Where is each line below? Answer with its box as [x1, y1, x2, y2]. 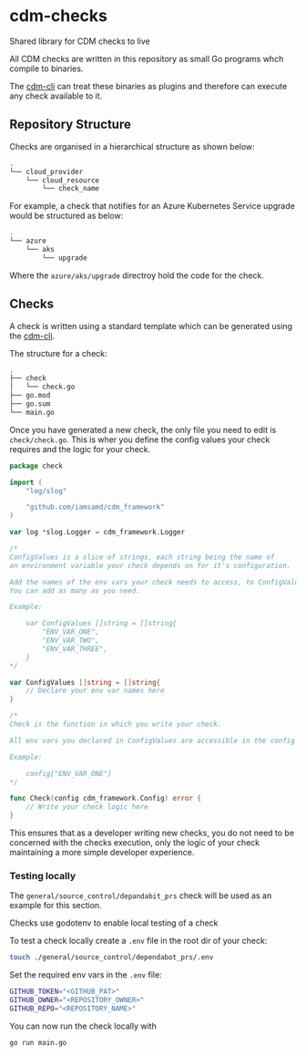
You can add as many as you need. [9, 585, 141, 595]
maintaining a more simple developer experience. [9, 847, 195, 858]
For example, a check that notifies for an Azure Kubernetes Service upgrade [9, 201, 296, 212]
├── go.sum [9, 399, 51, 409]
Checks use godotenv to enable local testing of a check [9, 917, 219, 928]
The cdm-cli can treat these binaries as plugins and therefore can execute [9, 80, 288, 91]
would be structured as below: [9, 211, 124, 222]
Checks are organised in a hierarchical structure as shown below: [9, 140, 255, 151]
